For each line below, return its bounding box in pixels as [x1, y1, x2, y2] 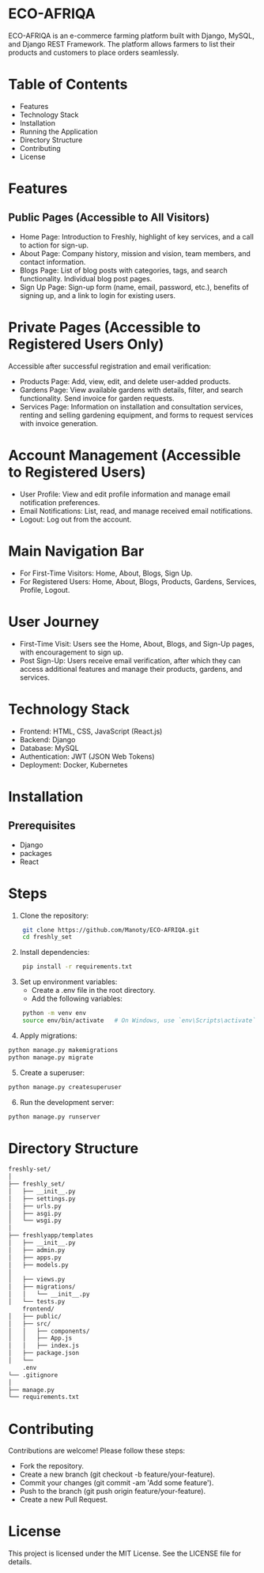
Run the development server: [19, 1097, 115, 1107]
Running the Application [19, 126, 98, 136]
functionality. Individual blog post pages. [19, 273, 153, 283]
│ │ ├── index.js [8, 1341, 80, 1350]
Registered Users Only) [8, 335, 164, 353]
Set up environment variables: [19, 977, 118, 986]
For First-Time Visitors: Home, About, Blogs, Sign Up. [19, 568, 193, 578]
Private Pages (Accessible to [8, 319, 202, 337]
